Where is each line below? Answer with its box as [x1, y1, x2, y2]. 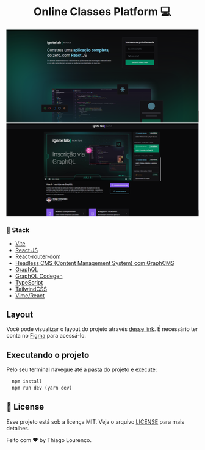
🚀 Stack [6, 226, 30, 234]
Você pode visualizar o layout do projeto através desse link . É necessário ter [6, 325, 198, 333]
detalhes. [6, 424, 30, 432]
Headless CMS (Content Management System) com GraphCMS [15, 259, 175, 266]
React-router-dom [15, 253, 61, 260]
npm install [12, 379, 43, 385]
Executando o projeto [6, 349, 90, 360]
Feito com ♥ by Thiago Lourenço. [6, 436, 92, 443]
